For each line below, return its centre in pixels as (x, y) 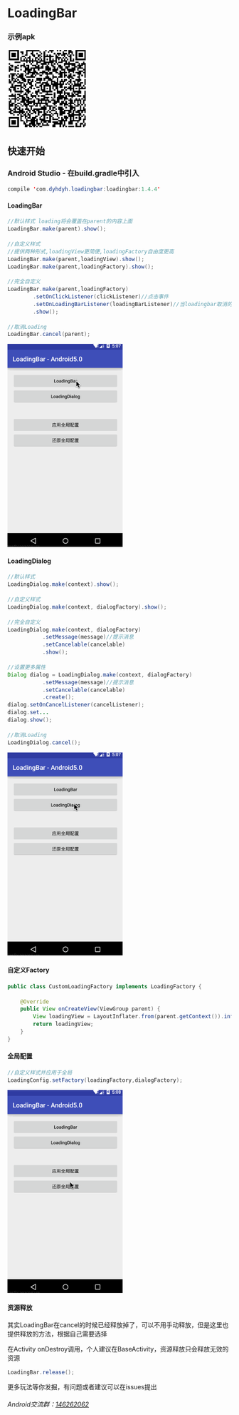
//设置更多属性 (27, 667)
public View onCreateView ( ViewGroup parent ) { (90, 1009)
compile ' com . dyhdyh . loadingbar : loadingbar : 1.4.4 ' (84, 189)
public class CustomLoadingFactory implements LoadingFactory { (105, 986)
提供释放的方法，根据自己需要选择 (57, 1334)
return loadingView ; (63, 1024)
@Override (35, 1001)
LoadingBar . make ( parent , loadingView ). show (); (76, 259)
